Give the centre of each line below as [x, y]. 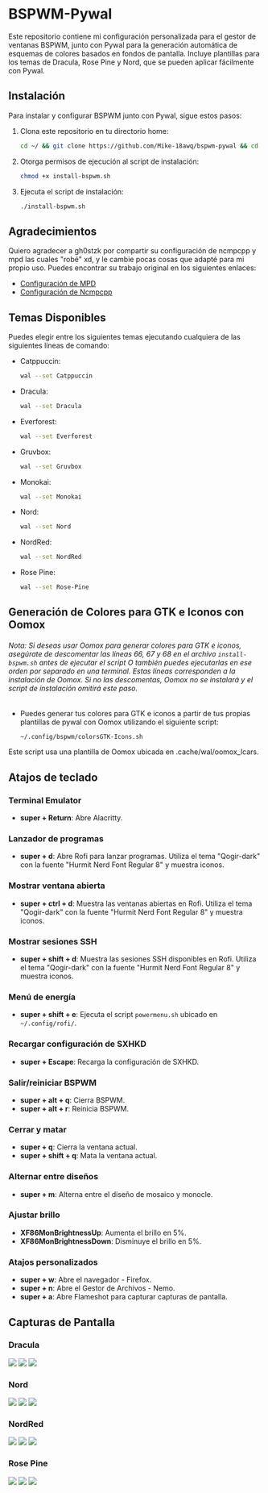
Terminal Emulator [45, 800]
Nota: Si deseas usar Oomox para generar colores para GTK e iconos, [125, 645]
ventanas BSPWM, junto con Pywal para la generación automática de [123, 44]
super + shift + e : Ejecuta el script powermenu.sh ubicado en [119, 1015]
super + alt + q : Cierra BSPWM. [72, 1100]
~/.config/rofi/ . [48, 1023]
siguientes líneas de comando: [59, 345]
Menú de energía [42, 997]
